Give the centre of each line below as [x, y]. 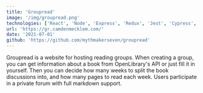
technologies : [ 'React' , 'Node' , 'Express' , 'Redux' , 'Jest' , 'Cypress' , [101, 23]
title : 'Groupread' [31, 12]
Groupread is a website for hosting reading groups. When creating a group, [100, 57]
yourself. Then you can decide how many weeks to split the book [88, 70]
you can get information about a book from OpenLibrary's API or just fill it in [101, 64]
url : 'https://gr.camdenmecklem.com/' [55, 29]
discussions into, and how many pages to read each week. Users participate [101, 77]
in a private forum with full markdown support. [64, 83]
